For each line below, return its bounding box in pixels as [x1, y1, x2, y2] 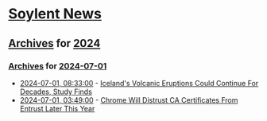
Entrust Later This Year [19, 103, 95, 113]
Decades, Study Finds [19, 87, 93, 96]
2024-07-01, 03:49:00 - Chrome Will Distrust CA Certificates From [19, 95, 238, 104]
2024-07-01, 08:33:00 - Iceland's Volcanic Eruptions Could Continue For [19, 78, 259, 88]
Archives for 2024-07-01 [8, 60, 107, 72]
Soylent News [8, 5, 102, 23]
